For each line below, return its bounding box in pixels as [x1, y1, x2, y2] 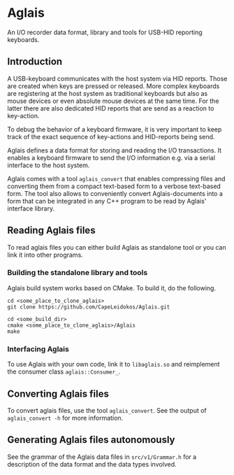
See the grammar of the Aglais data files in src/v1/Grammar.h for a [7, 453, 197, 461]
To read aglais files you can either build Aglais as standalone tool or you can [7, 243, 226, 251]
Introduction [7, 56, 63, 68]
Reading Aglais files [7, 225, 96, 236]
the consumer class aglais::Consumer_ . [7, 367, 121, 376]
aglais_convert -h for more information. [7, 413, 124, 422]
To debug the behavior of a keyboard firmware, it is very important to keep [7, 125, 222, 134]
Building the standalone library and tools [7, 268, 148, 278]
